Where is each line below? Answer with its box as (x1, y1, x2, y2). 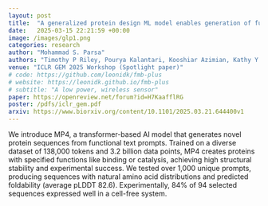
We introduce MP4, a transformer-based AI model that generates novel (8, 130, 242, 139)
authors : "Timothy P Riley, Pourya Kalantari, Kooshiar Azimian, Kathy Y (8, 56, 259, 64)
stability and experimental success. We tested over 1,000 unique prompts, (8, 164, 251, 173)
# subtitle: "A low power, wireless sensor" (8, 85, 159, 94)
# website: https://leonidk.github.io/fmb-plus (8, 78, 170, 86)
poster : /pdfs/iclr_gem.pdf (8, 100, 102, 108)
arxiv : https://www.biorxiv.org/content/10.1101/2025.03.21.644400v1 (8, 108, 245, 116)
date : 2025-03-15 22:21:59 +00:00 (8, 26, 130, 34)
